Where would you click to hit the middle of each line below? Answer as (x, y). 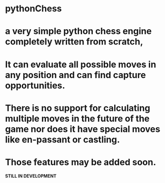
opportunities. (35, 85)
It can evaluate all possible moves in (81, 64)
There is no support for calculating (78, 108)
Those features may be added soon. (81, 162)
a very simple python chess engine (79, 31)
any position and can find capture (76, 75)
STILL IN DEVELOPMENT (31, 176)
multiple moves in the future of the (77, 118)
